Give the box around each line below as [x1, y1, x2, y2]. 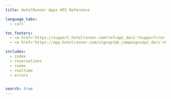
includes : [5, 49, 26, 54]
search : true [5, 86, 33, 91]
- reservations [10, 58, 42, 63]
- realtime [10, 68, 33, 73]
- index [10, 54, 26, 59]
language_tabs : [5, 16, 38, 22]
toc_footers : [5, 30, 33, 36]
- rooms [10, 63, 26, 69]
